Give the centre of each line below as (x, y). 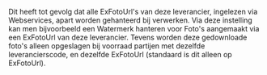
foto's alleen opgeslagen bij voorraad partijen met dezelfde (107, 46)
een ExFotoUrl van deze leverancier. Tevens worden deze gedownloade (128, 37)
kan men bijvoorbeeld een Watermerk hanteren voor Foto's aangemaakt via (134, 29)
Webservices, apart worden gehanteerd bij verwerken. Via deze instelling (130, 20)
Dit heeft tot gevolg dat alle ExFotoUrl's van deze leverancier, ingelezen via (133, 12)
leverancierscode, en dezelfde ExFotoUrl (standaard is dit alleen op (120, 54)
